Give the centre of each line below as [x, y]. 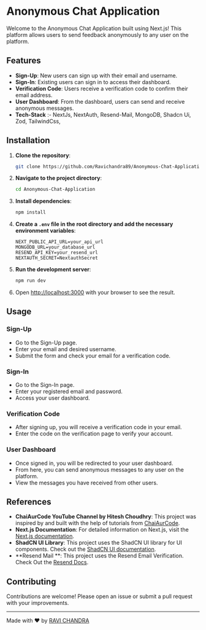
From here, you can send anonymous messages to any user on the [99, 469]
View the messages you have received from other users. [86, 483]
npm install [30, 212]
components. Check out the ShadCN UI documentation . [86, 549]
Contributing [31, 581]
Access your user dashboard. [52, 398]
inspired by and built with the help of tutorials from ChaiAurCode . [97, 523]
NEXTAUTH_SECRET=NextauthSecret [56, 258]
